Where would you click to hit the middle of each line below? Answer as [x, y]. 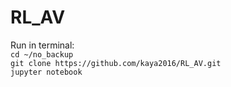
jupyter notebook [46, 72]
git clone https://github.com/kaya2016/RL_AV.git [116, 63]
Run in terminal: [42, 45]
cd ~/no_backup [42, 54]
